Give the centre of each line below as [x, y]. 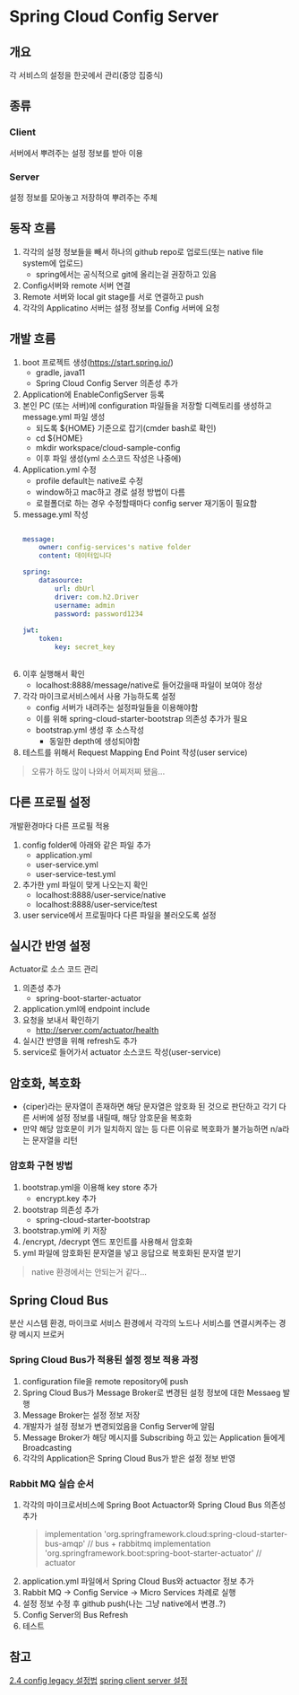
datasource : [61, 581]
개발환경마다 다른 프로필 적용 [60, 826]
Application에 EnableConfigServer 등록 [93, 394]
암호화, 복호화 [45, 1083]
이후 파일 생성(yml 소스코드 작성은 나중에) [108, 458]
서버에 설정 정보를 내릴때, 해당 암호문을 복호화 [112, 1118]
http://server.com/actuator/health [97, 1031]
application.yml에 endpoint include [86, 1009]
